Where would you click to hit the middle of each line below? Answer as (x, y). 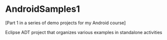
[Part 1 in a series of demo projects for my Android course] (65, 23)
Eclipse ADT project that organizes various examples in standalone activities (84, 32)
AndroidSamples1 (42, 9)
